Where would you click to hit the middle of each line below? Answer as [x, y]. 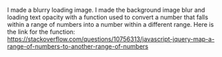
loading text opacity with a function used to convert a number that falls [108, 17]
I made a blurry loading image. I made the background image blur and [106, 10]
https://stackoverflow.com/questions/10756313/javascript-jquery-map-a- [111, 39]
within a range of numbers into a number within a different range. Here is [111, 24]
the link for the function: [41, 32]
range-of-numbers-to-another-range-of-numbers [78, 46]
